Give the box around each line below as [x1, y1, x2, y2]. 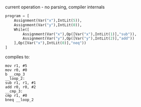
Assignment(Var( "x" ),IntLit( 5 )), [14, 18, 82, 23]
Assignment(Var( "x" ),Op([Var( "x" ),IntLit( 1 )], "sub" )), [23, 32, 137, 36]
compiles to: [5, 54, 30, 60]
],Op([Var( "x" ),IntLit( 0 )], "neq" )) [14, 41, 87, 46]
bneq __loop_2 [5, 97, 34, 102]
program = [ [5, 14, 29, 18]
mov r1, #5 [5, 63, 27, 68]
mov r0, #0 [5, 68, 27, 72]
